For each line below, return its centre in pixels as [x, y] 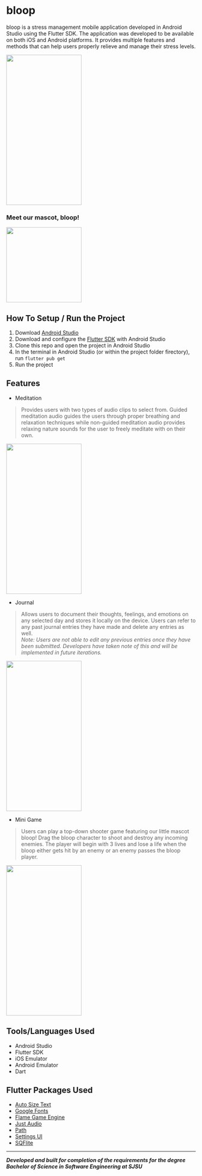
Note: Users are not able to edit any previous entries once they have [106, 639]
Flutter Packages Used [50, 1090]
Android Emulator [36, 1065]
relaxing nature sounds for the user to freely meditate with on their [103, 429]
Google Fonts [32, 1111]
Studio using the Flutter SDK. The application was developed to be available [100, 33]
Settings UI [29, 1136]
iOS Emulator [31, 1058]
